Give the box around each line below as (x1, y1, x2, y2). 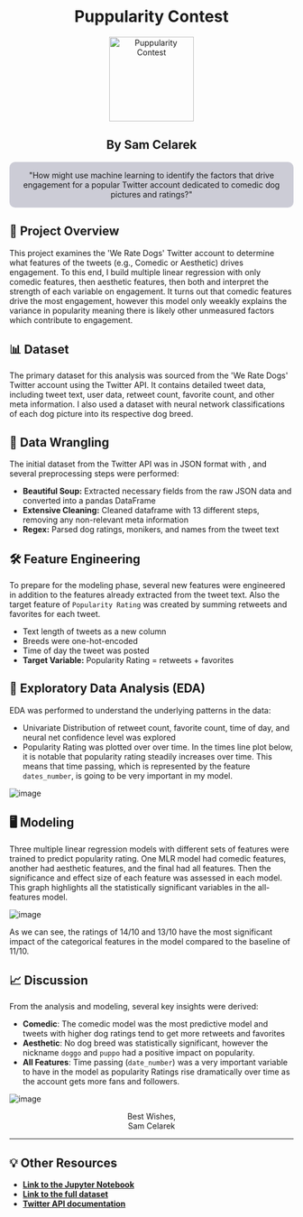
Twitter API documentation (22, 1198, 126, 1210)
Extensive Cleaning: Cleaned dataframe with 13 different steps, (22, 505, 260, 516)
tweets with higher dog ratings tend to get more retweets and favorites (22, 1028, 286, 1039)
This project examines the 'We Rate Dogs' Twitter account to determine (9, 247, 275, 258)
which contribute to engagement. (9, 314, 133, 326)
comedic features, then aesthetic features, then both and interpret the (9, 276, 269, 287)
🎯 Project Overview (9, 224, 120, 239)
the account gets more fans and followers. (22, 1076, 180, 1087)
